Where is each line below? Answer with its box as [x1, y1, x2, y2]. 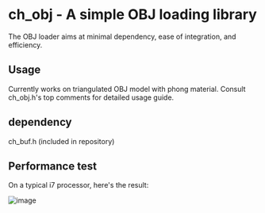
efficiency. [8, 40, 43, 49]
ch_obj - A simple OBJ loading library [8, 6, 258, 24]
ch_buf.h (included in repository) [8, 136, 115, 146]
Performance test [8, 159, 98, 173]
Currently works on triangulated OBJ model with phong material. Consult [8, 84, 246, 93]
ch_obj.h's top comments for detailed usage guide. [8, 93, 175, 102]
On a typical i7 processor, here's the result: [8, 181, 149, 190]
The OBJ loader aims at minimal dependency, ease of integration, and [8, 32, 236, 41]
